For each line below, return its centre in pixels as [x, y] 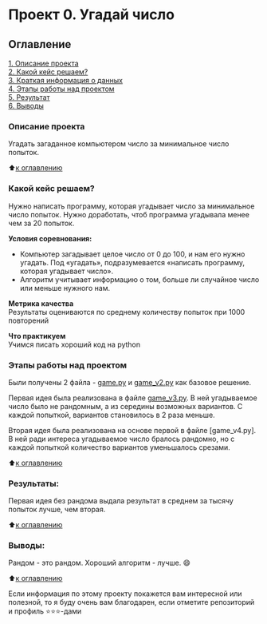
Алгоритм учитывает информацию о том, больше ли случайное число [139, 279]
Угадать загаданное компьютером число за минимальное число [119, 144]
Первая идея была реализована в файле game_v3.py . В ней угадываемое [133, 398]
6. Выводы [26, 106]
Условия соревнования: [50, 238]
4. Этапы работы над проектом [61, 89]
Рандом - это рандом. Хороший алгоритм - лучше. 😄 [100, 563]
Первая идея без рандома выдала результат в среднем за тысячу [121, 501]
